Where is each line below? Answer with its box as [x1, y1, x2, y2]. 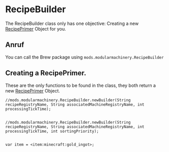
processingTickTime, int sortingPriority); [5, 129, 99, 134]
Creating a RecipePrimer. [5, 69, 87, 77]
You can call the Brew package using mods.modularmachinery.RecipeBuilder [5, 54, 164, 60]
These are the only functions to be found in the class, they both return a [5, 82, 156, 88]
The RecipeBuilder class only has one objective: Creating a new [5, 20, 139, 26]
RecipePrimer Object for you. [5, 25, 66, 32]
